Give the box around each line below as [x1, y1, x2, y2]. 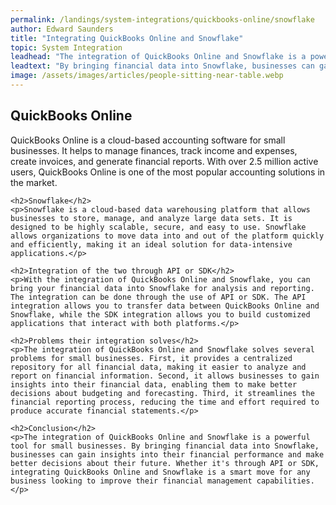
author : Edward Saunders [10, 24, 114, 34]
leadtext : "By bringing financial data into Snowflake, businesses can [10, 61, 315, 71]
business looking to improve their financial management [10, 476, 253, 486]
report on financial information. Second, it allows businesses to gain [10, 371, 320, 381]
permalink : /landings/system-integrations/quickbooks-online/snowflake [10, 14, 315, 25]
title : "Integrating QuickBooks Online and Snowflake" [10, 33, 244, 43]
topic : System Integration [10, 42, 123, 53]
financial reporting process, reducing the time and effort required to [10, 397, 320, 407]
